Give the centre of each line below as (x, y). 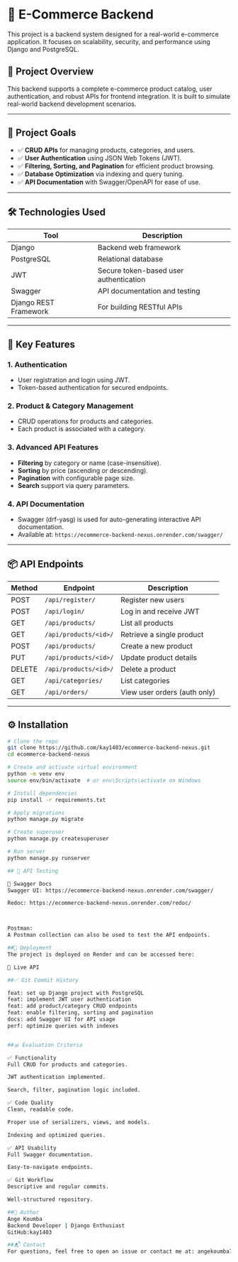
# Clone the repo (33, 741)
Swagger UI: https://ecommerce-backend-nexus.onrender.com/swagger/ (110, 891)
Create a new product (157, 646)
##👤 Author (23, 1212)
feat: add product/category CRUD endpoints (73, 1006)
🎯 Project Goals (42, 133)
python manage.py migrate (45, 820)
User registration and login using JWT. (74, 380)
